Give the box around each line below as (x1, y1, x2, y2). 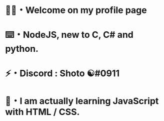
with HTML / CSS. (5, 106, 80, 118)
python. (5, 43, 39, 55)
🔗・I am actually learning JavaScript (5, 95, 159, 107)
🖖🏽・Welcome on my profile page (5, 4, 147, 16)
